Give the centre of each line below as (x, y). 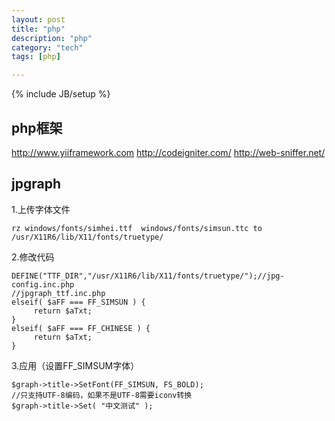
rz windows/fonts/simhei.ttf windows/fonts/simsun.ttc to (137, 228)
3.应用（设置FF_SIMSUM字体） (75, 365)
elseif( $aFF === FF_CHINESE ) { (81, 328)
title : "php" (38, 29)
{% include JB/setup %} (61, 94)
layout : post (38, 19)
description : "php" (52, 38)
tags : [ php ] (36, 57)
